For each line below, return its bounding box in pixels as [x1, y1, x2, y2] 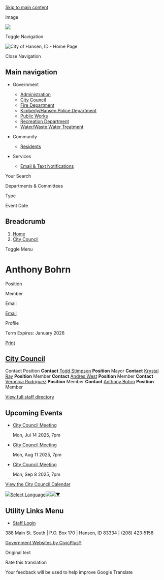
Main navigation [5, 68, 57, 77]
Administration [20, 91, 51, 97]
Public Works [20, 113, 48, 119]
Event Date [5, 202, 28, 208]
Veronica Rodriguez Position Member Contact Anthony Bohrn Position [5, 379, 154, 385]
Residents [20, 143, 42, 149]
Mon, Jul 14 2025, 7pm [12, 432, 61, 438]
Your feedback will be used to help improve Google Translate [5, 569, 133, 575]
